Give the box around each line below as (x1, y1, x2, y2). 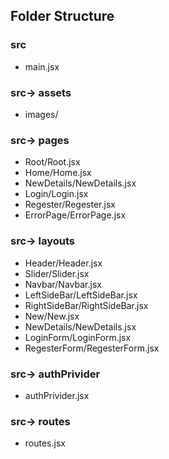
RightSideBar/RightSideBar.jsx (24, 299, 149, 311)
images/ (24, 108, 59, 120)
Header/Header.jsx (24, 257, 103, 269)
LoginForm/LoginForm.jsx (24, 331, 132, 343)
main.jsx (24, 60, 60, 73)
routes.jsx (24, 437, 66, 449)
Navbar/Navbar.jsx (24, 278, 102, 290)
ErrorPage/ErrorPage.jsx (24, 209, 127, 221)
